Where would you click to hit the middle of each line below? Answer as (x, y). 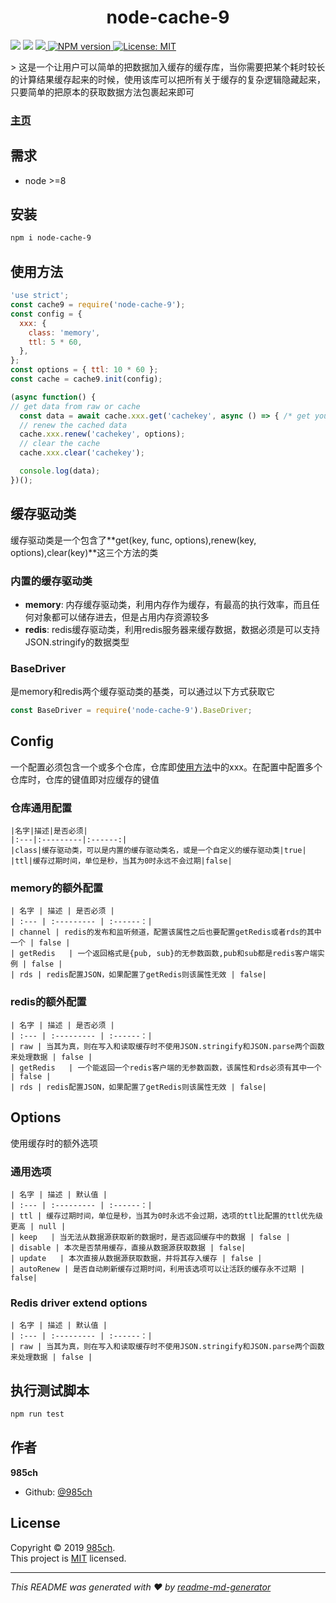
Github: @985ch (58, 1492)
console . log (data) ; (60, 471)
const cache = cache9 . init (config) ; (86, 379)
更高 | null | (38, 1226)
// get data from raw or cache (75, 406)
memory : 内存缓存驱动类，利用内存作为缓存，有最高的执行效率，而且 (168, 604)
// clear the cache (60, 444)
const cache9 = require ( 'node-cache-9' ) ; (98, 305)
